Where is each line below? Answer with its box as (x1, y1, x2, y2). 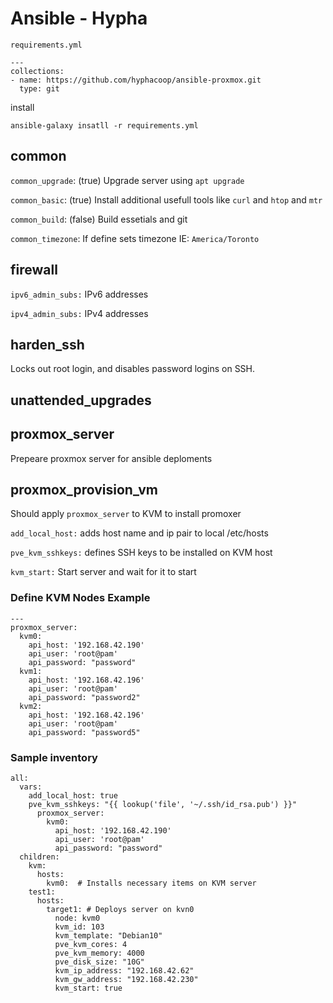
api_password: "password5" (28, 727, 141, 737)
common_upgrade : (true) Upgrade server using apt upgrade (10, 174, 245, 186)
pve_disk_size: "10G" (54, 957, 145, 967)
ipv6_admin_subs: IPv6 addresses (10, 288, 149, 300)
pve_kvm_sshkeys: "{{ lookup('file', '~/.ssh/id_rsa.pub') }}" (28, 799, 298, 809)
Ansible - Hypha (10, 7, 148, 30)
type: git (19, 83, 60, 94)
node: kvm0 (54, 913, 101, 923)
